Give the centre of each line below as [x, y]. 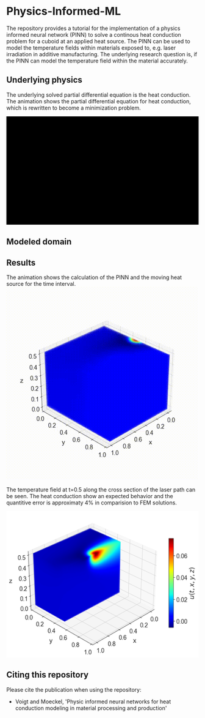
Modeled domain [39, 242]
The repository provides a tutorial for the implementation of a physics [93, 28]
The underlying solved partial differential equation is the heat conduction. [99, 95]
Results [21, 262]
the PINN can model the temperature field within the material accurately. [97, 61]
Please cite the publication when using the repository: [74, 689]
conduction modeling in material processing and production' [91, 708]
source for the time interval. [41, 284]
